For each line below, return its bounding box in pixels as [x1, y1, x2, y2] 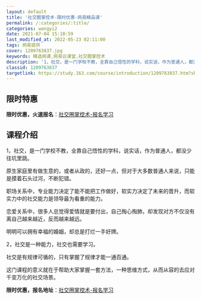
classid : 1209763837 [6, 64, 58, 71]
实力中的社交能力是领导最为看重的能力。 [6, 195, 106, 202]
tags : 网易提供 [6, 43, 41, 49]
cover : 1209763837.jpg [6, 48, 63, 54]
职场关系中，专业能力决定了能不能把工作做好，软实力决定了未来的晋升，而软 [6, 187, 195, 195]
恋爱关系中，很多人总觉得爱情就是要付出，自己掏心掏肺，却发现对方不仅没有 [6, 207, 195, 215]
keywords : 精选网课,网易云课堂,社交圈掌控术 [6, 53, 106, 59]
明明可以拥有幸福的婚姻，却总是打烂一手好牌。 [6, 228, 121, 235]
